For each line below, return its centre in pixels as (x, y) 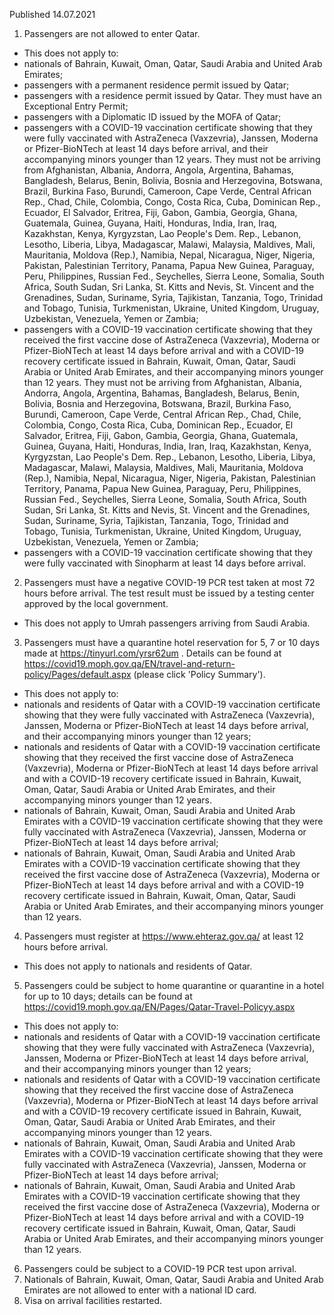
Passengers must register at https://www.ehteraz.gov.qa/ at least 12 (163, 936)
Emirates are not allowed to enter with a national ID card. (140, 1290)
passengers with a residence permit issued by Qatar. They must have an (172, 95)
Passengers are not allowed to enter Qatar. (112, 33)
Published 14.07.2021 (52, 14)
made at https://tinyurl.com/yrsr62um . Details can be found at (152, 653)
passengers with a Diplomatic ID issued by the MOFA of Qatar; (152, 117)
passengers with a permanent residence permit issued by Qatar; (156, 85)
